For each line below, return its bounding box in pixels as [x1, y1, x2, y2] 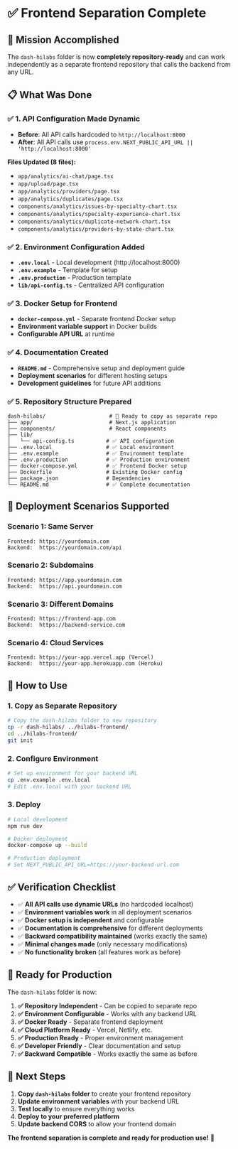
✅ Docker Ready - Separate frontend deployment [17, 1018, 163, 1026]
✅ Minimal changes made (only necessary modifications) [17, 939, 188, 948]
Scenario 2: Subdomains [7, 560, 94, 570]
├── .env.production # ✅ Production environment [7, 456, 190, 463]
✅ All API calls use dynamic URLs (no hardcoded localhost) [17, 900, 194, 908]
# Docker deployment [7, 835, 69, 843]
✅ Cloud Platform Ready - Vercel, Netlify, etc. [17, 1025, 153, 1034]
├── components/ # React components [7, 425, 167, 432]
